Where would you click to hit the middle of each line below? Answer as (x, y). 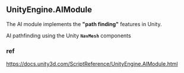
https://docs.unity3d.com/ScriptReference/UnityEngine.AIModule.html (92, 64)
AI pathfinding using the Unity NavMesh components (69, 36)
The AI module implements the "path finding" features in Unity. (84, 24)
